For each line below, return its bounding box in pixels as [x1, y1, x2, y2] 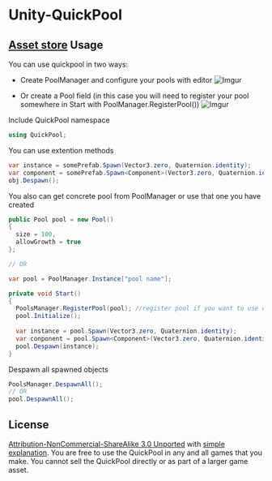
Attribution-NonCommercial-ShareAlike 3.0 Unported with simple [8, 439, 225, 449]
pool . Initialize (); [15, 312, 82, 320]
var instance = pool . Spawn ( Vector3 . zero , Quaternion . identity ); [15, 327, 237, 335]
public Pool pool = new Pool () [8, 215, 114, 224]
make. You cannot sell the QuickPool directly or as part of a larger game [8, 456, 249, 466]
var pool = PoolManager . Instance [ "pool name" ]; [8, 274, 172, 283]
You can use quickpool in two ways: [8, 59, 128, 69]
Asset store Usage [8, 38, 104, 52]
